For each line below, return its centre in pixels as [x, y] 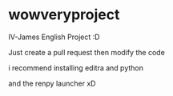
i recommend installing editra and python [76, 68]
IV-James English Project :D [54, 37]
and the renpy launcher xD [52, 83]
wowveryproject [64, 15]
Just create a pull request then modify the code [87, 52]
